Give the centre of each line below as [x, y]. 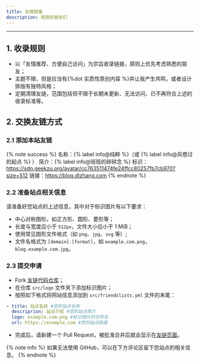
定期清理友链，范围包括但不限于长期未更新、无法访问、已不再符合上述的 [103, 94]
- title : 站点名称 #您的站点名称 [43, 306]
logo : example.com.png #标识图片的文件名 [60, 317]
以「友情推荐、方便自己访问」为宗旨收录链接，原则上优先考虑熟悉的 [98, 64]
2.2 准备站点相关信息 [36, 192]
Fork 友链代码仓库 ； [39, 280]
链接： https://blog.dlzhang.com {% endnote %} [88, 175]
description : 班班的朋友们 [37, 17]
